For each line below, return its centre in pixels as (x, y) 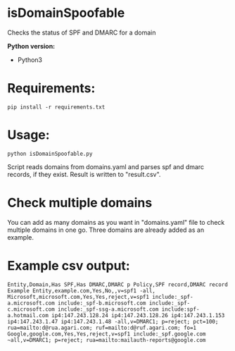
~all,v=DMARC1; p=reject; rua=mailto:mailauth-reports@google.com (107, 340)
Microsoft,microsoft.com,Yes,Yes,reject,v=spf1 (78, 297)
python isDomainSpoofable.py (50, 154)
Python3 (30, 60)
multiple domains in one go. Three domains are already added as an (106, 230)
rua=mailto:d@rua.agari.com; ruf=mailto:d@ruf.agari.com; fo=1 (102, 328)
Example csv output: (69, 265)
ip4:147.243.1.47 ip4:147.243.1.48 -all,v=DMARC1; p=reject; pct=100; (113, 321)
